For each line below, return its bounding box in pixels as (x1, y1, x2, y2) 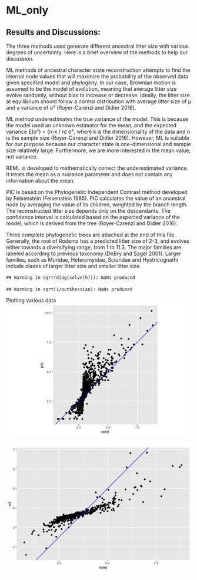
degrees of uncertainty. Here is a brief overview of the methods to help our (6, 49, 188, 56)
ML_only (6, 4, 49, 17)
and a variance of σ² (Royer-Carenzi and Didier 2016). (6, 104, 136, 111)
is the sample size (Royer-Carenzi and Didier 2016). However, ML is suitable (6, 134, 190, 141)
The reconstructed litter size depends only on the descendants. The (6, 207, 171, 214)
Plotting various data (6, 297, 56, 304)
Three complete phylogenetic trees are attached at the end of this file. (6, 231, 176, 238)
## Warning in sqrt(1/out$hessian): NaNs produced (6, 286, 133, 292)
